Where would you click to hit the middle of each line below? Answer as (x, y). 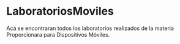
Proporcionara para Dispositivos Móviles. (58, 34)
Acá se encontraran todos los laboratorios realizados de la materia (90, 28)
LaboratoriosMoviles (60, 11)
